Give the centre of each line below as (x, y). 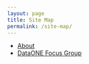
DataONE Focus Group (49, 53)
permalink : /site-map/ (40, 26)
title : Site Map (30, 20)
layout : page (26, 13)
